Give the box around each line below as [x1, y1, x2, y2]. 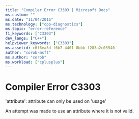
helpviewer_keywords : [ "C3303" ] [5, 41, 74, 46]
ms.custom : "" [5, 12, 36, 17]
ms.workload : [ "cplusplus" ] [5, 59, 65, 65]
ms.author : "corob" [5, 54, 47, 60]
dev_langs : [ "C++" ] [5, 36, 47, 41]
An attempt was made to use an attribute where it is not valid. [5, 108, 134, 114]
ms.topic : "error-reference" [5, 26, 67, 32]
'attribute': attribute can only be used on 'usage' [5, 98, 106, 104]
